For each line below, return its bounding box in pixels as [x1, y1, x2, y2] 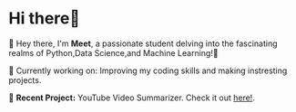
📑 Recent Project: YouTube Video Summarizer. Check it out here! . [8, 92, 256, 103]
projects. [8, 74, 42, 85]
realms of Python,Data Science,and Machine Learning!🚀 [8, 47, 219, 58]
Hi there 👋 [8, 8, 81, 29]
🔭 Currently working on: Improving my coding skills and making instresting [8, 65, 288, 76]
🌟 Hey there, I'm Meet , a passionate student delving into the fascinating [8, 38, 278, 49]
